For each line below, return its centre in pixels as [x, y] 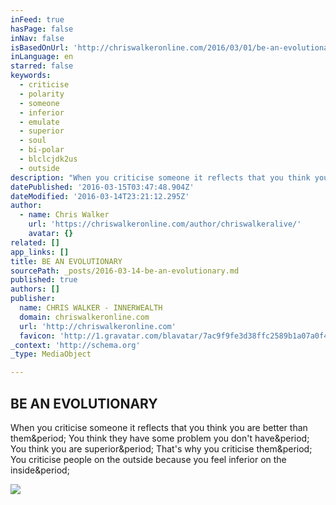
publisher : [33, 299]
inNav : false [37, 38]
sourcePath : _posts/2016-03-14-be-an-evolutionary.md [125, 271]
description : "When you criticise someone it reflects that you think [160, 177]
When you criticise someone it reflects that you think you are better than [159, 427]
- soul [33, 141]
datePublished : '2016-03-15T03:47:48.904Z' [102, 187]
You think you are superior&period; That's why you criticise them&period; [161, 448]
